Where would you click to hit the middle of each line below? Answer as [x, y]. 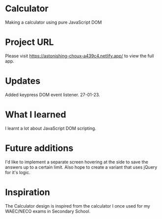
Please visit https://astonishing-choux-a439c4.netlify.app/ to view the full [80, 56]
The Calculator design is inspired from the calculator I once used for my [78, 206]
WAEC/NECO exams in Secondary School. [48, 211]
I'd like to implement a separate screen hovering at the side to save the [77, 162]
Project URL [29, 42]
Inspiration [27, 192]
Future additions [39, 148]
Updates [23, 81]
